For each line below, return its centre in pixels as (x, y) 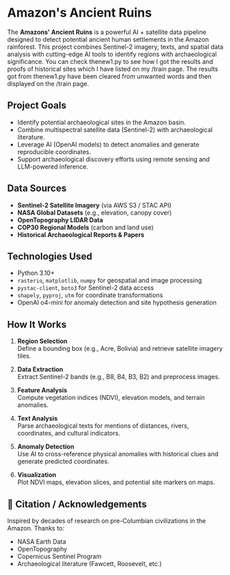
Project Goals (37, 106)
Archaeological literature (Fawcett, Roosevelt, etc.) (89, 564)
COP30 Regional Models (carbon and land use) (85, 227)
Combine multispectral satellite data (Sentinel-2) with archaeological (115, 129)
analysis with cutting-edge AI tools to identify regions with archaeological (112, 54)
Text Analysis (37, 419)
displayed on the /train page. (48, 83)
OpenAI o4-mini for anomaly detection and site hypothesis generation (117, 303)
